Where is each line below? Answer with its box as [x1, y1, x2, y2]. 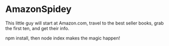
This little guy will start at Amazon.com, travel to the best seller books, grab [5, 20, 164, 26]
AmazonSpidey [5, 3, 72, 15]
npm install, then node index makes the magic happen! [5, 35, 120, 41]
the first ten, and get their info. [5, 25, 69, 31]
